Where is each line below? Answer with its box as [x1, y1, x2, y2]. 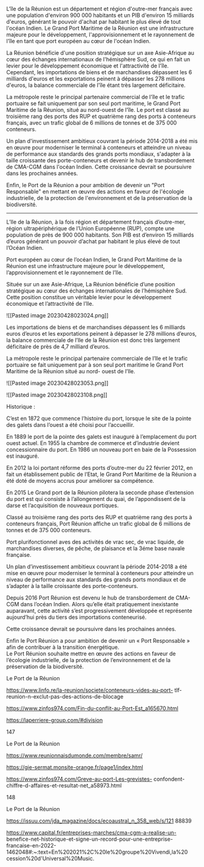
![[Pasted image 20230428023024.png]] [6, 312, 109, 319]
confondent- [153, 775, 185, 782]
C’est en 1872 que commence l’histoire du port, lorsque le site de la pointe [6, 415, 192, 422]
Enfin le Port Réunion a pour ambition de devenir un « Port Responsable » [6, 637, 190, 644]
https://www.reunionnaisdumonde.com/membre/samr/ [6, 752, 143, 759]
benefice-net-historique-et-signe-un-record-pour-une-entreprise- [6, 835, 173, 843]
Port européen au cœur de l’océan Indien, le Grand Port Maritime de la [6, 256, 182, 263]
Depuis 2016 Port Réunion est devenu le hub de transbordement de [6, 594, 175, 601]
